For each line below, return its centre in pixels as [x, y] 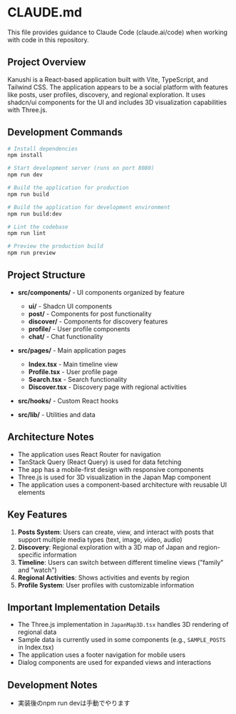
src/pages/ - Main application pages [72, 350]
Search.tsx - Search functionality [77, 379]
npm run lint [27, 233]
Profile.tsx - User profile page [73, 371]
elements [31, 492]
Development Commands [65, 132]
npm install [25, 155]
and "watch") [37, 570]
